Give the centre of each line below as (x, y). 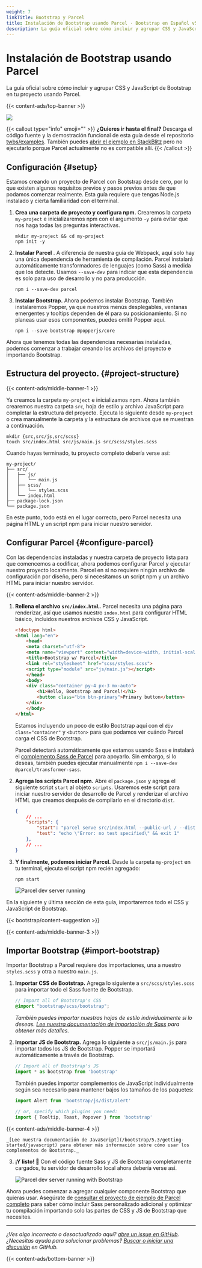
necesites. (19, 1217)
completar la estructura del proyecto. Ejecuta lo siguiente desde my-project (100, 413)
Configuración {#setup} (52, 167)
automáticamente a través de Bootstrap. (65, 1055)
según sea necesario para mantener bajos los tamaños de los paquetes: (104, 1089)
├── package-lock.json (35, 501)
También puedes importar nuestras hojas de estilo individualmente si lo (103, 1018)
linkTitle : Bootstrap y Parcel (45, 17)
